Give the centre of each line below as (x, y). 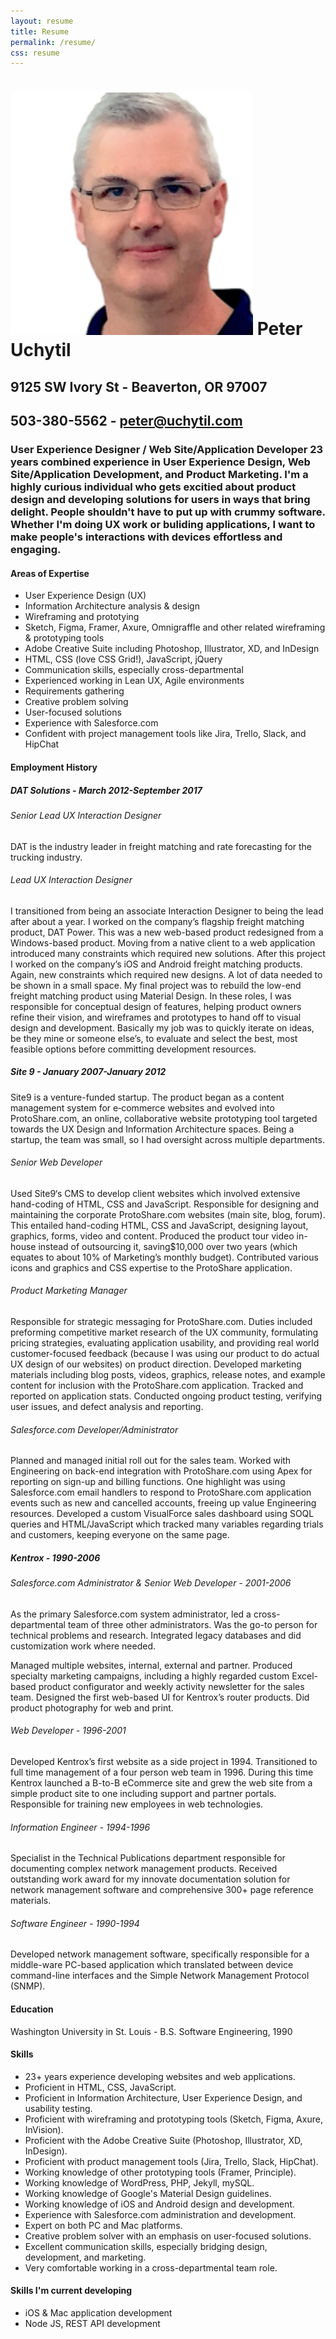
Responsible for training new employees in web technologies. (137, 1804)
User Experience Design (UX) (85, 596)
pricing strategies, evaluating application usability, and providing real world (165, 1343)
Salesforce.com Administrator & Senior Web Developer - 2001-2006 (151, 1583)
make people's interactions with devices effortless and (146, 537)
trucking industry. (46, 857)
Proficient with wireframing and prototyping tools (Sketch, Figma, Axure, (173, 2119)
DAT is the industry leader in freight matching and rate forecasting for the (161, 846)
